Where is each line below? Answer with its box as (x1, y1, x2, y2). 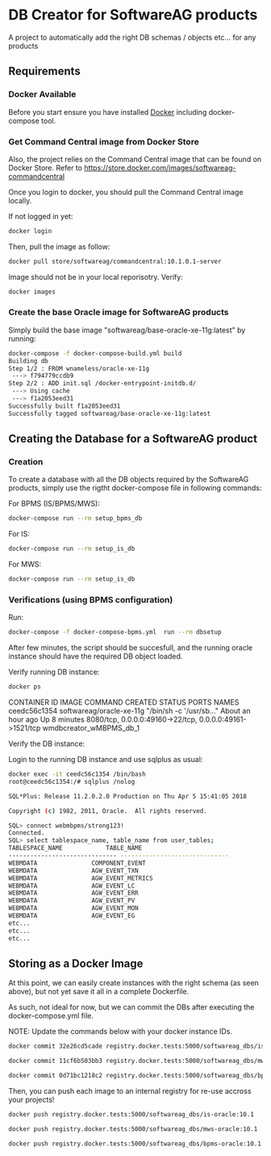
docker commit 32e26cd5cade (8, 1042, 103, 1051)
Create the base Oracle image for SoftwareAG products (8, 307, 229, 318)
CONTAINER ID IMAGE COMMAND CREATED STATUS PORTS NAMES (8, 697, 240, 707)
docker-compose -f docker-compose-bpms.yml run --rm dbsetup (8, 629, 222, 637)
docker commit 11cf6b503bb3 (8, 1057, 103, 1065)
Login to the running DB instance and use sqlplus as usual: (8, 755, 203, 764)
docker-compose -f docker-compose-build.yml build (8, 349, 182, 358)
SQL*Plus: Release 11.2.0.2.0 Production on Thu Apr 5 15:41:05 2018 (8, 792, 248, 800)
